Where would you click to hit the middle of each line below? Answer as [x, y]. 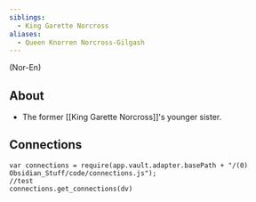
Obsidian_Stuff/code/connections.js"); [83, 173]
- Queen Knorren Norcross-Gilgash [81, 42]
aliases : [25, 34]
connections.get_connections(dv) [71, 189]
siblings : [28, 17]
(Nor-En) [25, 68]
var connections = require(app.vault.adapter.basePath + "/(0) [129, 166]
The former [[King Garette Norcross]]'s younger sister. [122, 117]
